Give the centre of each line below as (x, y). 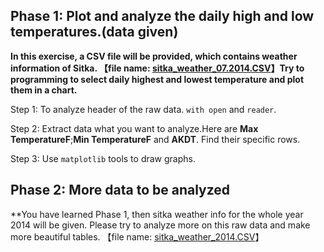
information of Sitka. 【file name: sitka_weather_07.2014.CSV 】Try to (157, 68)
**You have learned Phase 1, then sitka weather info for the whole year (157, 214)
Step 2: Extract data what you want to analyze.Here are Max (134, 128)
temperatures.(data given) (94, 32)
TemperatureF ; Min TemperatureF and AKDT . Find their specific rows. (155, 139)
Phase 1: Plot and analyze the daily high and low (162, 16)
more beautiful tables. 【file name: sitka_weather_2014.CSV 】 (137, 236)
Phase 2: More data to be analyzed (120, 190)
